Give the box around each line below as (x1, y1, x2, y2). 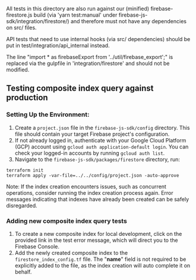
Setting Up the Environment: (6, 110, 90, 119)
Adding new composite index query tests (6, 217, 128, 225)
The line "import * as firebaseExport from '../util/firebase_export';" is (6, 54, 173, 60)
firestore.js (6, 11, 33, 18)
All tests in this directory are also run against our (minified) (6, 5, 150, 12)
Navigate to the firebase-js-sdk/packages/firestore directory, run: (14, 155, 180, 163)
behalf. (14, 268, 32, 275)
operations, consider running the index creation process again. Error (6, 189, 173, 196)
